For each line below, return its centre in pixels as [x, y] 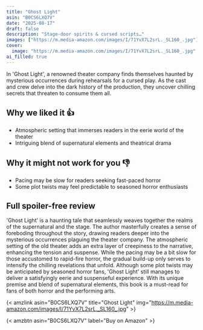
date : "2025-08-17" [31, 23]
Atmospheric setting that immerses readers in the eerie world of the [99, 130]
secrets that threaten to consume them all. [59, 93]
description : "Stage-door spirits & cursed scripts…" [76, 34]
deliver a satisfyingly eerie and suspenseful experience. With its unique [95, 278]
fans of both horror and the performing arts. [61, 291]
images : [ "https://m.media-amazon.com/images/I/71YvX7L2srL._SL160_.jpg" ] [102, 40]
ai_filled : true [27, 57]
